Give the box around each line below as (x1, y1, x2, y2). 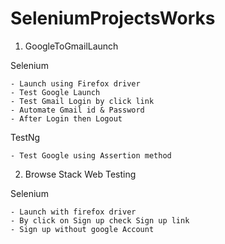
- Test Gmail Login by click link (10, 96, 155, 106)
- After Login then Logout (10, 113, 123, 124)
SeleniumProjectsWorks (10, 7, 216, 30)
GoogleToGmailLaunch (24, 40, 119, 52)
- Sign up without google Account (10, 224, 155, 234)
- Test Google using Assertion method (10, 150, 172, 161)
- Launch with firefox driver (10, 207, 137, 217)
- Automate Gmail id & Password (10, 105, 145, 115)
